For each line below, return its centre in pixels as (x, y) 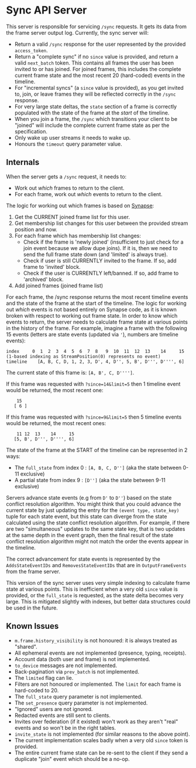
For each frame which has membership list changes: (78, 235)
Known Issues (32, 626)
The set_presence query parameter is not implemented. (81, 703)
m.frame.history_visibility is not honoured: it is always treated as (96, 640)
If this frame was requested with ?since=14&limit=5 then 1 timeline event (93, 384)
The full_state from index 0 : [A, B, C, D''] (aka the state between (98, 467)
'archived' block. (43, 279)
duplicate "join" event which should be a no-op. (72, 759)
